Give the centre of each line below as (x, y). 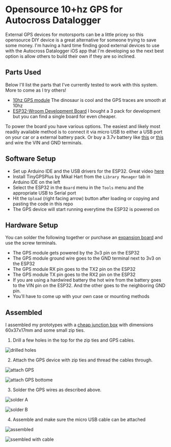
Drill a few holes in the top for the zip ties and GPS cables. (74, 340)
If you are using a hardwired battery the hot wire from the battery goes (87, 280)
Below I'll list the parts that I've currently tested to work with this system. (82, 84)
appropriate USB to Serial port (44, 193)
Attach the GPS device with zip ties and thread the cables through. (83, 360)
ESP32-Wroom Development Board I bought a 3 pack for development (87, 111)
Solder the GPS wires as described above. (57, 390)
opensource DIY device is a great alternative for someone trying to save (81, 40)
